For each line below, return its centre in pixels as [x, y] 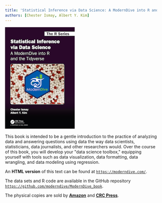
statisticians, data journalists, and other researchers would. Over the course [80, 146]
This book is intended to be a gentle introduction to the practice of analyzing [81, 136]
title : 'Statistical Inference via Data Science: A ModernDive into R [77, 10]
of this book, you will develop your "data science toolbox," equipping [73, 152]
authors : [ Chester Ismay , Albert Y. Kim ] [47, 15]
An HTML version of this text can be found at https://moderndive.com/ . [76, 171]
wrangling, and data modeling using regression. [52, 162]
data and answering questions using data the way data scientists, [70, 141]
